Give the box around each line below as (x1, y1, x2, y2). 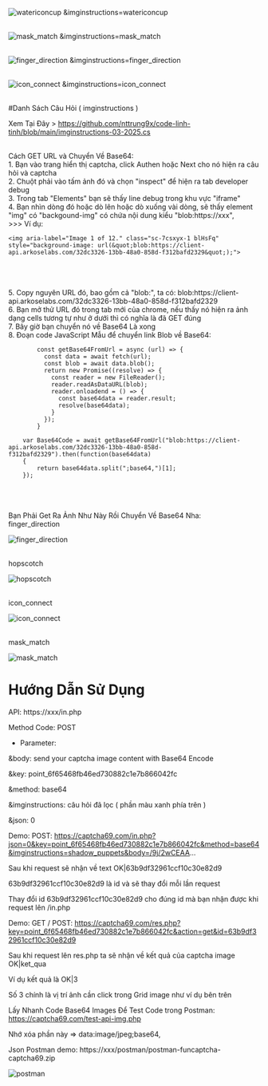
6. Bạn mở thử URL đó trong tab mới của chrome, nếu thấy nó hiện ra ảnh (8, 305, 249, 314)
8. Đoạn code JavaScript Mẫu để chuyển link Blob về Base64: (8, 330, 211, 339)
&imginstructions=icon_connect (62, 80, 166, 89)
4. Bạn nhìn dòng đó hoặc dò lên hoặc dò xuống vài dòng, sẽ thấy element (8, 202, 254, 211)
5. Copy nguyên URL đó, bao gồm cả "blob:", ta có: (8, 288, 176, 297)
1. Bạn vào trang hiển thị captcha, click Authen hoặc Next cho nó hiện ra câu (8, 160, 259, 169)
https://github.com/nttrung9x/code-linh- (57, 119, 191, 128)
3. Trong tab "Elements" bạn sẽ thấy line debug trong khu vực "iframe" (8, 194, 241, 203)
